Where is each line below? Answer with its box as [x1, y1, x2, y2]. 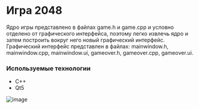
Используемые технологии [6, 64, 91, 72]
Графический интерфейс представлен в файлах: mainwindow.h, [6, 43, 169, 50]
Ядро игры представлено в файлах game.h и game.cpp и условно [6, 23, 174, 31]
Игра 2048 [6, 4, 63, 17]
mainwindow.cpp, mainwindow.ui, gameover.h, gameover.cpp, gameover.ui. [6, 49, 194, 56]
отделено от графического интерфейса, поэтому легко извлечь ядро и [6, 30, 188, 37]
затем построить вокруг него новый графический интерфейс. [6, 36, 165, 43]
